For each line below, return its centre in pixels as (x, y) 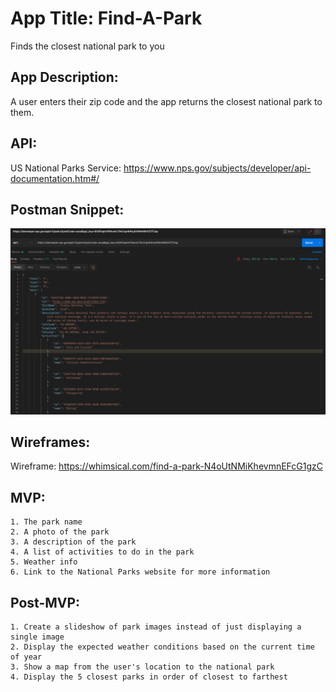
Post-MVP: (45, 602)
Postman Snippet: (67, 209)
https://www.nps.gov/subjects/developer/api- (217, 168)
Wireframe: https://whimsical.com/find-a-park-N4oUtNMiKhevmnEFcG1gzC (166, 466)
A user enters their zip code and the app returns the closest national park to (166, 101)
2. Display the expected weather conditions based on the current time (162, 647)
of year (26, 657)
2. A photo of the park (60, 532)
